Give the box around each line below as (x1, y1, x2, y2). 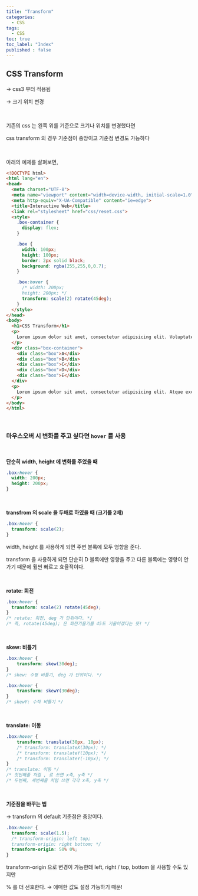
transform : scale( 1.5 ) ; (11, 830, 70, 836)
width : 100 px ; (21, 246, 57, 253)
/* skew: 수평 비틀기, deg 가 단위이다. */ (6, 672, 102, 678)
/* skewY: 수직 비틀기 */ (6, 699, 64, 705)
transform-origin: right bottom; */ (11, 841, 101, 847)
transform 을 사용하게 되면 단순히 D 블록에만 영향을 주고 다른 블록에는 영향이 (6, 555, 183, 563)
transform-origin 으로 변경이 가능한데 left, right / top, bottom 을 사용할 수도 (6, 864, 182, 871)
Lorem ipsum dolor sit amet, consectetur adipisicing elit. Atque (16, 389, 183, 395)
